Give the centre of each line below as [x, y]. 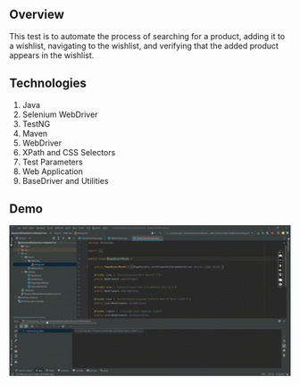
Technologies [48, 84]
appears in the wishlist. [52, 55]
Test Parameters [52, 162]
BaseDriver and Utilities [65, 180]
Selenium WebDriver [60, 114]
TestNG [36, 123]
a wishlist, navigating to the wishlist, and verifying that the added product [144, 46]
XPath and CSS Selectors [69, 152]
